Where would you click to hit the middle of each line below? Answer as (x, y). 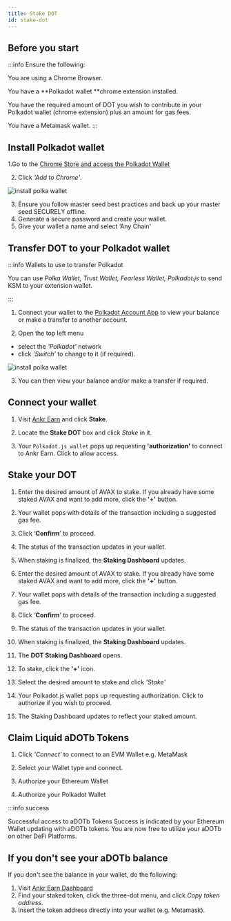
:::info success (29, 808)
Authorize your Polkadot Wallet (62, 795)
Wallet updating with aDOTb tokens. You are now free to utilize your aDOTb (114, 829)
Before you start (43, 48)
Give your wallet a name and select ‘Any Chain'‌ (84, 226)
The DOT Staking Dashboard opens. (70, 655)
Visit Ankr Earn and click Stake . (62, 419)
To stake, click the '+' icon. (56, 668)
